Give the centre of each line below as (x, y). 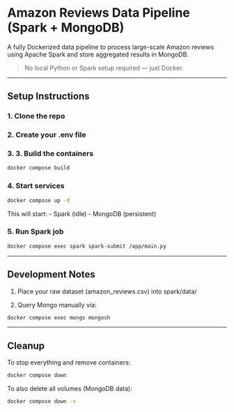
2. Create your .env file (47, 135)
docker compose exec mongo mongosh (59, 318)
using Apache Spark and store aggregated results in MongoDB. (98, 54)
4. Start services (36, 186)
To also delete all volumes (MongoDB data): (70, 389)
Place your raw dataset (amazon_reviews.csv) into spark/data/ (107, 291)
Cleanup (26, 345)
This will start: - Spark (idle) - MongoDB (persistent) (82, 213)
